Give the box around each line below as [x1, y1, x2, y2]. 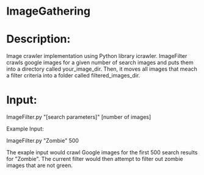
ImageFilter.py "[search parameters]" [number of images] [6, 113, 151, 121]
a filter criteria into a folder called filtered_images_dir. [6, 72, 140, 79]
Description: [6, 32, 71, 46]
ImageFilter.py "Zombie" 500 [6, 137, 79, 145]
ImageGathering [6, 4, 90, 18]
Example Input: [6, 125, 44, 132]
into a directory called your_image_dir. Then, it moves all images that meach [6, 65, 197, 73]
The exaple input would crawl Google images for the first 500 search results [6, 149, 198, 156]
